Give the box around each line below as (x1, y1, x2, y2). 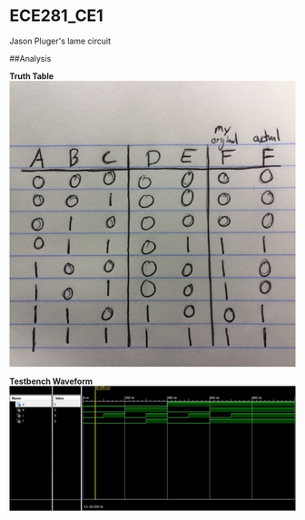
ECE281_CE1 (9, 5, 104, 26)
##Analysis (9, 53, 52, 64)
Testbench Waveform (9, 376, 93, 387)
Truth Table (9, 70, 54, 82)
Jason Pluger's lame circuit (9, 35, 112, 46)
